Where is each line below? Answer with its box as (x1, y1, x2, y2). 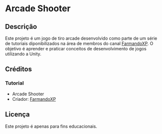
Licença (5, 111, 30, 119)
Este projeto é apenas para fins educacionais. (5, 123, 97, 129)
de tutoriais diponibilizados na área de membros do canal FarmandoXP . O (5, 41, 154, 46)
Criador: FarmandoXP (12, 96, 56, 102)
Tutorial (5, 80, 24, 87)
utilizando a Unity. (5, 51, 42, 57)
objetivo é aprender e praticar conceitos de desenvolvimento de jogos (5, 46, 147, 51)
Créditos (5, 65, 32, 73)
